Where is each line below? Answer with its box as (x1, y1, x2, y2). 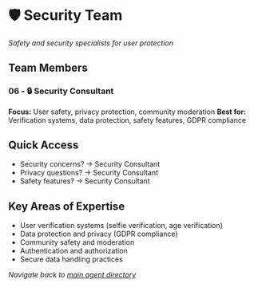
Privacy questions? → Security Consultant (19, 168, 158, 178)
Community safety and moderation (19, 238, 135, 247)
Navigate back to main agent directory (8, 270, 137, 280)
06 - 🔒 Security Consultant (8, 85, 114, 96)
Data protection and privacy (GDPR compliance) (19, 229, 178, 239)
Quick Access (8, 139, 79, 152)
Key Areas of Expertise (8, 199, 125, 213)
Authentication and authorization (19, 246, 128, 256)
